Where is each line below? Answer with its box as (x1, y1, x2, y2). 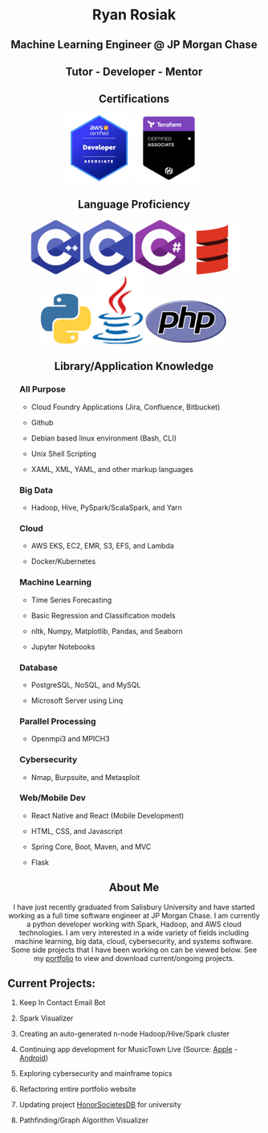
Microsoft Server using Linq (30, 696, 124, 705)
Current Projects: (7, 977, 95, 990)
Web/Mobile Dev (18, 792, 86, 803)
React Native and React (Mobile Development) (30, 811, 185, 820)
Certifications (98, 92, 170, 106)
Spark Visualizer (18, 1013, 74, 1023)
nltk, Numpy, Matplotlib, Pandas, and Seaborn (30, 626, 184, 636)
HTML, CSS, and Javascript (30, 826, 124, 835)
